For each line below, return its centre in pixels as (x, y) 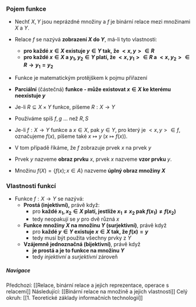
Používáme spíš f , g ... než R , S (52, 118)
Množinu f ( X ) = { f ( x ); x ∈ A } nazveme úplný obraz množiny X (90, 170)
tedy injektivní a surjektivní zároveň (75, 257)
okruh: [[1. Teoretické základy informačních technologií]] (74, 298)
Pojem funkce (26, 9)
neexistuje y (30, 95)
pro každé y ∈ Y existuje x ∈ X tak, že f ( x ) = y (90, 231)
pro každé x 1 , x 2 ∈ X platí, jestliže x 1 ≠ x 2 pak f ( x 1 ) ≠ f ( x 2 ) (104, 212)
